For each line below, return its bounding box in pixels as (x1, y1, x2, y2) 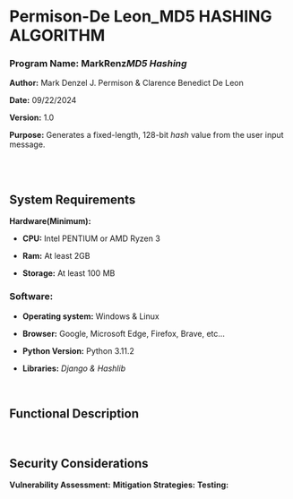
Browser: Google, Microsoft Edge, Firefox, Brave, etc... (22, 328, 226, 339)
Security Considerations (9, 455, 150, 471)
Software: (9, 290, 54, 303)
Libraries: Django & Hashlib (22, 363, 126, 374)
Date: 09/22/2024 (9, 95, 77, 106)
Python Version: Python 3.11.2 (22, 345, 134, 356)
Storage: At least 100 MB (22, 268, 116, 279)
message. (9, 139, 46, 150)
